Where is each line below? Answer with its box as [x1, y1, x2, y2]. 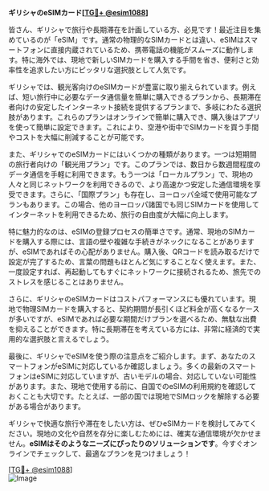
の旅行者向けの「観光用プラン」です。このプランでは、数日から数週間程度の [8, 160, 261, 169]
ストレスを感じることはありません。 [8, 277, 128, 286]
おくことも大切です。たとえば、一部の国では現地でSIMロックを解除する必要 [8, 391, 259, 401]
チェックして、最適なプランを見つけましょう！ [35, 449, 191, 458]
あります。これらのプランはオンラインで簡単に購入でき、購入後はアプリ [22, 113, 261, 121]
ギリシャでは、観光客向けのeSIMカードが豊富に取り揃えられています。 [8, 82, 243, 92]
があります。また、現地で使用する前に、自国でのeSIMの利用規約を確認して [8, 382, 257, 391]
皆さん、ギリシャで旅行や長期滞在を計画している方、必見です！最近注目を [8, 25, 255, 35]
